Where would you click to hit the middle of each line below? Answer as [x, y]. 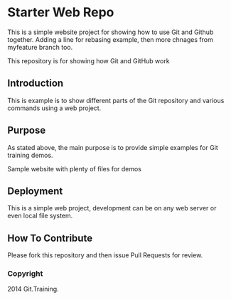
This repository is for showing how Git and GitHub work [88, 60]
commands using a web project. [54, 108]
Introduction [36, 84]
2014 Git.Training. [33, 289]
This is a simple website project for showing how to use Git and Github [111, 32]
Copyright [25, 274]
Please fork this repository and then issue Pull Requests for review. [105, 255]
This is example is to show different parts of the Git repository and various [116, 100]
